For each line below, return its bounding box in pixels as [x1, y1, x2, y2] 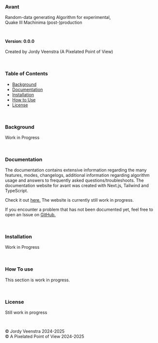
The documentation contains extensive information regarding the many [5, 167, 147, 173]
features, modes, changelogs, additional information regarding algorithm [5, 172, 150, 178]
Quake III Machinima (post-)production [5, 19, 82, 25]
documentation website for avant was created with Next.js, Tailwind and [5, 183, 149, 189]
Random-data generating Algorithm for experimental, [5, 15, 111, 20]
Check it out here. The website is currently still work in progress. [5, 197, 134, 203]
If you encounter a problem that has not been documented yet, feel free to [5, 206, 154, 212]
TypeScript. [5, 188, 28, 194]
